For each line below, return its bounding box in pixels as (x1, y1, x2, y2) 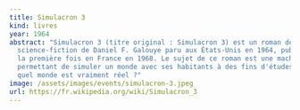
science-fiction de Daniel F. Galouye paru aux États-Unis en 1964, (17, 46, 278, 55)
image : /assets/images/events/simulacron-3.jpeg (9, 79, 194, 88)
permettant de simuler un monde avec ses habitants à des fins (17, 63, 257, 72)
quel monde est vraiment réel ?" (17, 71, 142, 80)
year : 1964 (9, 29, 50, 38)
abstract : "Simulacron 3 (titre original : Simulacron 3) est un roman (9, 37, 281, 47)
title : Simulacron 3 (9, 12, 87, 22)
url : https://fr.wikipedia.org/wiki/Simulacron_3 (9, 87, 198, 96)
